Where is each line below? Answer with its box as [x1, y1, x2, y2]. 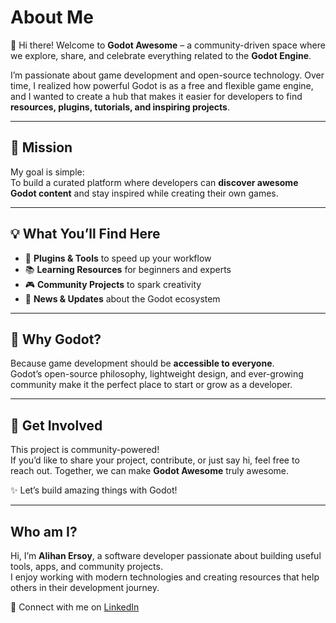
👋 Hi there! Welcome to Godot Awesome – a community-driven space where [10, 39, 326, 51]
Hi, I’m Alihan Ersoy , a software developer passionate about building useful [10, 550, 322, 561]
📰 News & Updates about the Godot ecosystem [24, 292, 221, 305]
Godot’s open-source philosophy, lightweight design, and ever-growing [10, 368, 304, 380]
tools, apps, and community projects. [10, 561, 163, 572]
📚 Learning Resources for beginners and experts [24, 263, 232, 275]
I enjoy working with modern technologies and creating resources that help [10, 571, 320, 583]
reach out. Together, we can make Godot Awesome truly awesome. [10, 465, 290, 477]
